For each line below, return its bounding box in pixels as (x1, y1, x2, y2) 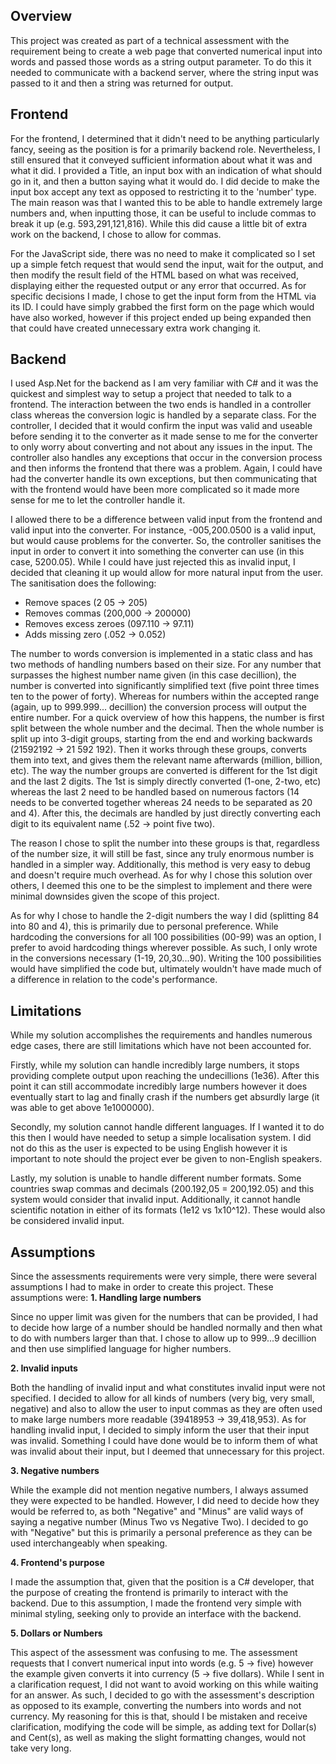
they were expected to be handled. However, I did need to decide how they (10, 1495, 320, 1507)
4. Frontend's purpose (10, 1557, 105, 1569)
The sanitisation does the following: (10, 577, 157, 589)
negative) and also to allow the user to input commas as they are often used (10, 1403, 323, 1415)
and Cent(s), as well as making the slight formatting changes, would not (10, 1732, 307, 1744)
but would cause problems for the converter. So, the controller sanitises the (10, 535, 322, 547)
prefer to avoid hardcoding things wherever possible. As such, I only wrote (10, 942, 318, 954)
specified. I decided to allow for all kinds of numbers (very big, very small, (10, 1392, 315, 1404)
